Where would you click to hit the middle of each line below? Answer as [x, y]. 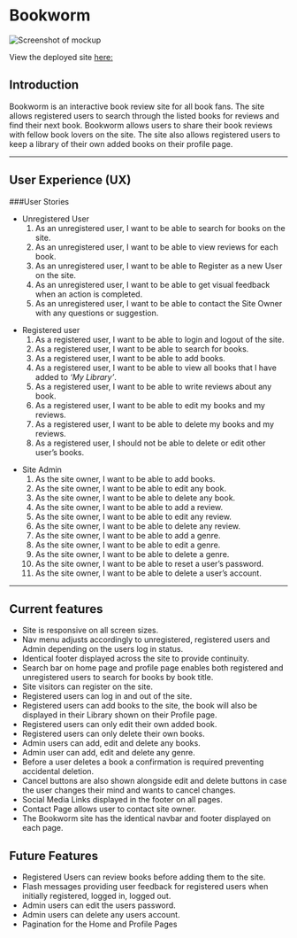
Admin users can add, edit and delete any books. [111, 743]
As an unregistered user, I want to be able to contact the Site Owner [159, 303]
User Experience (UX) [70, 180]
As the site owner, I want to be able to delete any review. [138, 526]
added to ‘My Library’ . [76, 376]
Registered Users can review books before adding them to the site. [144, 877]
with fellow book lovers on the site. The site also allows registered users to [145, 135]
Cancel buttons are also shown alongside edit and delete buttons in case [154, 781]
